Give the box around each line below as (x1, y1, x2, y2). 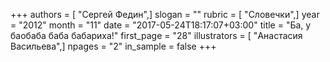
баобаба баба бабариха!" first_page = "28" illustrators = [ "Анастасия (10, 30, 303, 41)
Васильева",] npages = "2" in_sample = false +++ (10, 40, 217, 52)
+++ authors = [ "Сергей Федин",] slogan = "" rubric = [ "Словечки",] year (10, 9, 320, 20)
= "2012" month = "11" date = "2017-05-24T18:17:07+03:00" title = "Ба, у (10, 19, 312, 31)
